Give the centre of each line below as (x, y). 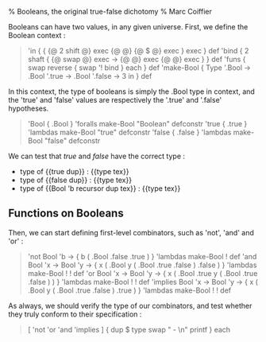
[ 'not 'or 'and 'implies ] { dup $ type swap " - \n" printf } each (129, 329)
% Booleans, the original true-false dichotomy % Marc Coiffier (110, 12)
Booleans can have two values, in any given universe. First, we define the (128, 27)
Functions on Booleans (66, 214)
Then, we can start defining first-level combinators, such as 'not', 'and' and (131, 232)
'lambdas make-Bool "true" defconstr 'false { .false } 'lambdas (129, 132)
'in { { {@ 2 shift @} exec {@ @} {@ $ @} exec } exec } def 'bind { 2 (138, 51)
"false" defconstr (73, 141)
